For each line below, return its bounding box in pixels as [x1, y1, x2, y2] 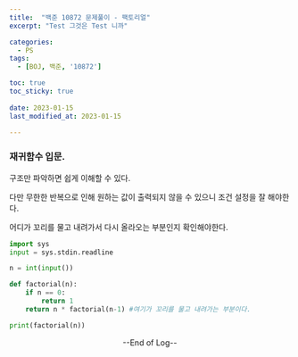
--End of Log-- [122, 336, 178, 348]
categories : [9, 37, 54, 46]
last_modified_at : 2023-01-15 [9, 112, 122, 120]
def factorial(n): [9, 280, 78, 289]
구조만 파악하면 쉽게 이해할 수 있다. [9, 172, 131, 183]
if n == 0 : [25, 288, 66, 297]
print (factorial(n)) [9, 320, 87, 330]
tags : [9, 54, 29, 63]
